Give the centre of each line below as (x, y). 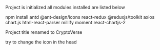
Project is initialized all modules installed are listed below (65, 7)
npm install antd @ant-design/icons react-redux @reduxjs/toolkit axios (80, 17)
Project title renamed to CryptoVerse (44, 32)
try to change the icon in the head (41, 42)
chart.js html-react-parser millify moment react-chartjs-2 (65, 22)
